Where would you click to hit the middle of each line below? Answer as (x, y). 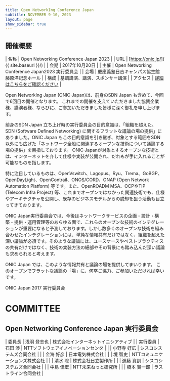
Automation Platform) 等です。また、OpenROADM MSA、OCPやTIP (75, 186)
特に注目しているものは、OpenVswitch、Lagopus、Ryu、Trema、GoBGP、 (84, 174)
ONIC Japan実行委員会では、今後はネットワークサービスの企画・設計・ (80, 216)
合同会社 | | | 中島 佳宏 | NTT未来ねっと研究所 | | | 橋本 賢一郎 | (88, 367)
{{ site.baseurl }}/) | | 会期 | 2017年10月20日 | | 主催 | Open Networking (78, 65)
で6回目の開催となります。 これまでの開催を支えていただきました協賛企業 (82, 101)
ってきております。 (25, 205)
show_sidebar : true (26, 24)
